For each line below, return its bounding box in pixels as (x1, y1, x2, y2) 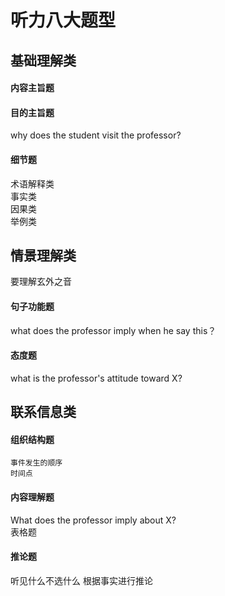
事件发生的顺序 (10, 458, 63, 468)
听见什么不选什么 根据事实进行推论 (10, 574, 153, 586)
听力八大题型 (10, 9, 117, 32)
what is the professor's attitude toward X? (10, 372, 183, 384)
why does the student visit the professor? (10, 129, 182, 141)
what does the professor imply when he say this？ (10, 324, 217, 336)
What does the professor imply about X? (10, 514, 177, 526)
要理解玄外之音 (10, 276, 72, 288)
